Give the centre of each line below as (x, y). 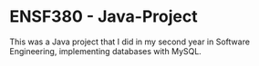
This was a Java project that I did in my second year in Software (130, 42)
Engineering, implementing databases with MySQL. (106, 51)
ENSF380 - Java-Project (104, 17)
